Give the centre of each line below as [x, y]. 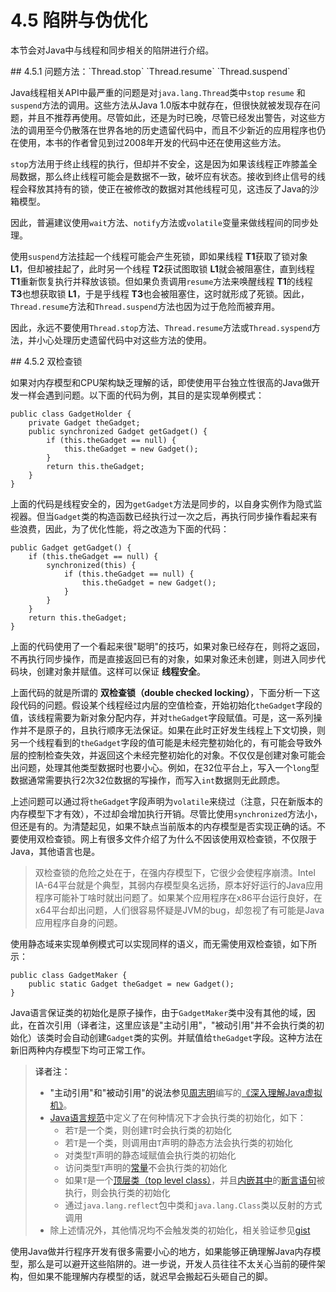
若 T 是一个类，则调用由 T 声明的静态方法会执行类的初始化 [178, 1142]
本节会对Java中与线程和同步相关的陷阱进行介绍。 [112, 50]
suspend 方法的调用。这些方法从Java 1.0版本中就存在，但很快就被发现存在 [161, 105]
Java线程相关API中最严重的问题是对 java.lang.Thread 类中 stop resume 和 [158, 92]
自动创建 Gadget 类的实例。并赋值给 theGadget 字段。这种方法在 [197, 1037]
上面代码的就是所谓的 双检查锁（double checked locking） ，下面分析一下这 [165, 692]
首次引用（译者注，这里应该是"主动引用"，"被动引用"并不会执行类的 [176, 1025]
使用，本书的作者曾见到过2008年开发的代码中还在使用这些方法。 [152, 142]
